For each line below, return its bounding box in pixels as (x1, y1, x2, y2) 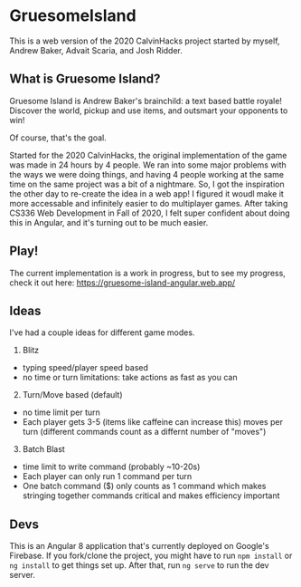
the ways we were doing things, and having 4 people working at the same (9, 168, 285, 179)
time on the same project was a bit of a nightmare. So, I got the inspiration (9, 178, 285, 189)
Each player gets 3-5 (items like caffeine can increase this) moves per (22, 417, 283, 428)
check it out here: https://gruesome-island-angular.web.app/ (9, 277, 236, 288)
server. (9, 570, 36, 581)
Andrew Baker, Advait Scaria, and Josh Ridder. (9, 44, 183, 55)
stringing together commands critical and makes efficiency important (22, 490, 280, 501)
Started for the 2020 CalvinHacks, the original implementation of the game (9, 149, 287, 160)
